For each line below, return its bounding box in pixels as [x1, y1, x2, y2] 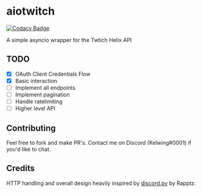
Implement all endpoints [15, 84, 76, 91]
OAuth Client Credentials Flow [15, 70, 91, 78]
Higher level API [15, 105, 56, 112]
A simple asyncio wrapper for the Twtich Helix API [6, 36, 132, 43]
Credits [6, 163, 35, 173]
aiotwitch [6, 4, 55, 18]
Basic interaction [15, 77, 58, 84]
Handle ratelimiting [15, 98, 63, 105]
